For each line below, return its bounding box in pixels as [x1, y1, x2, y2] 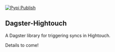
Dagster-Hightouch [5, 19, 67, 27]
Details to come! [5, 42, 39, 48]
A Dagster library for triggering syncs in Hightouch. [5, 32, 111, 38]
